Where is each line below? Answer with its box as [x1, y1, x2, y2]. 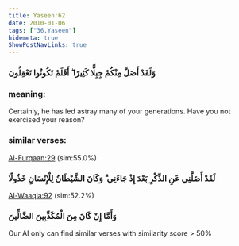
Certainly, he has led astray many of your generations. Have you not [8, 106, 231, 116]
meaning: [8, 88, 46, 99]
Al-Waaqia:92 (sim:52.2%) [8, 190, 95, 200]
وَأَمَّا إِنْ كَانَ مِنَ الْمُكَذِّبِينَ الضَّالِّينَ [8, 210, 117, 221]
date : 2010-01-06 [8, 19, 66, 27]
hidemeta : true [8, 33, 59, 42]
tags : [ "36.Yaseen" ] [8, 26, 77, 34]
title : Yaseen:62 [8, 11, 66, 20]
